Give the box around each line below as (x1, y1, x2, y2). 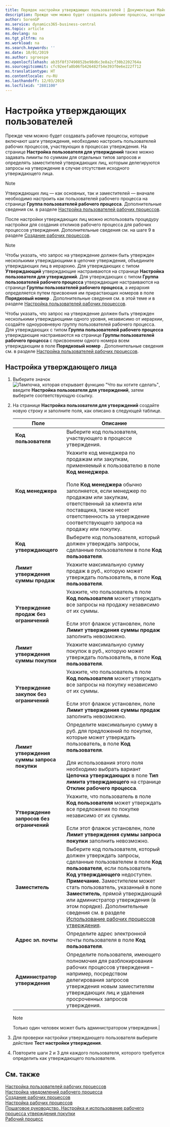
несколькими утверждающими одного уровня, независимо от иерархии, (5, 316, 164, 322)
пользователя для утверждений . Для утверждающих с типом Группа (5, 273, 158, 279)
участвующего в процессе (66, 435, 133, 442)
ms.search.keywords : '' (5, 45, 56, 50)
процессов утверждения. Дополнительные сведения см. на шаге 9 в (5, 227, 155, 233)
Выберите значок (12, 377, 51, 383)
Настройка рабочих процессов (5, 1100, 73, 1106)
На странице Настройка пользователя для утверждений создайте (12, 402, 159, 409)
